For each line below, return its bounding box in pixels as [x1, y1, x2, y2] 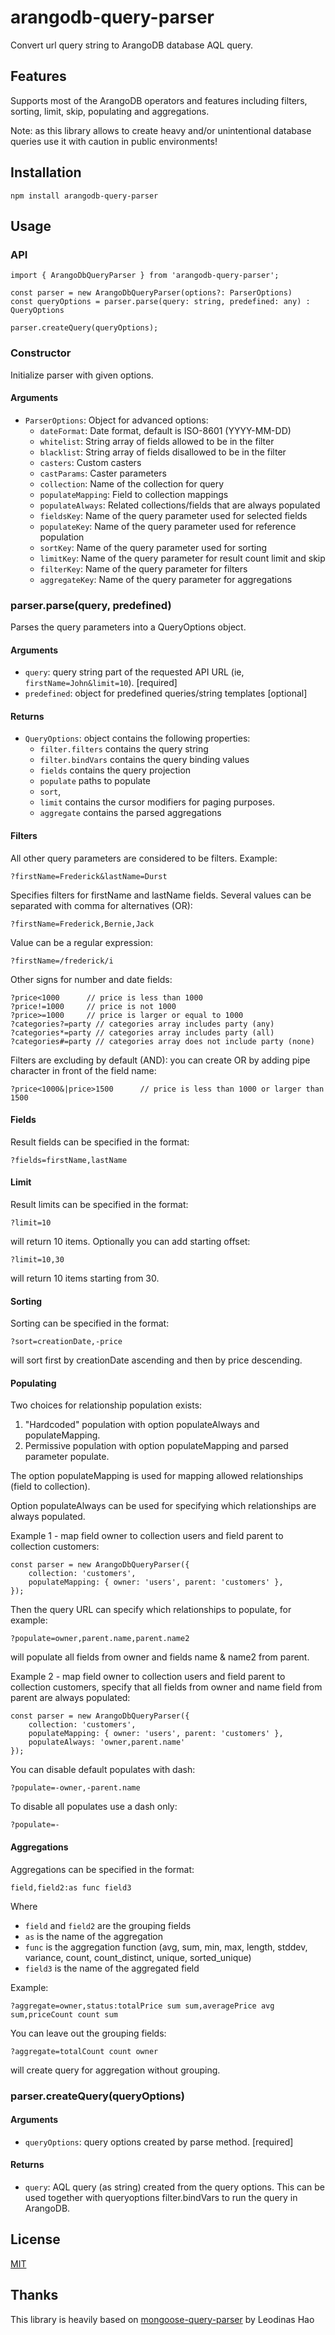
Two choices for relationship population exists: [10, 1399, 203, 1411]
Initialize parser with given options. [10, 369, 154, 381]
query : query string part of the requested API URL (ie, [24, 666, 245, 678]
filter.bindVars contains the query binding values [39, 754, 250, 766]
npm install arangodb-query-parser [10, 191, 159, 201]
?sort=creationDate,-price [10, 1337, 123, 1347]
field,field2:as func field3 [10, 1882, 132, 1893]
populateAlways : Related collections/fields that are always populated [39, 499, 321, 511]
